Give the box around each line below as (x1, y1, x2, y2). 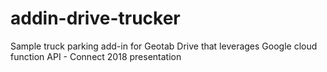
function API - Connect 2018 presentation (10, 50, 182, 62)
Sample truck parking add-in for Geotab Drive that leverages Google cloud (10, 40, 318, 52)
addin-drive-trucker (10, 7, 181, 30)
